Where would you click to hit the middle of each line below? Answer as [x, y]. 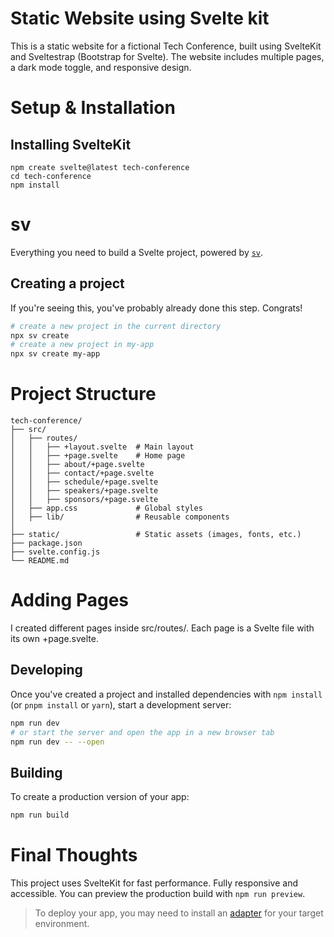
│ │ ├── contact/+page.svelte [82, 473]
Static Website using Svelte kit [140, 18]
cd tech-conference [51, 176]
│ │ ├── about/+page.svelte [77, 465]
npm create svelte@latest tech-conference [100, 167]
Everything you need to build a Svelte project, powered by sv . [137, 252]
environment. [62, 924]
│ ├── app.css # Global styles [106, 508]
